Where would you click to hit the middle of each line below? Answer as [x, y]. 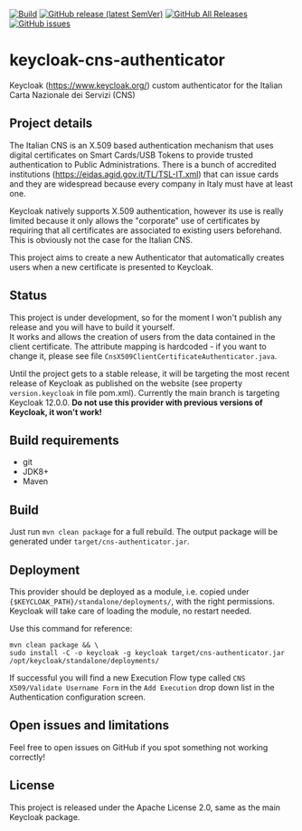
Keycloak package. [45, 817]
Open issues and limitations [90, 725]
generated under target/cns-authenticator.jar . [99, 541]
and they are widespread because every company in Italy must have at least [151, 184]
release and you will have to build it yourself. [92, 327]
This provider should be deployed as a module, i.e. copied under [130, 592]
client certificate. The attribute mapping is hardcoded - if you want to [138, 346]
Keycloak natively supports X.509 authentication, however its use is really [146, 211]
